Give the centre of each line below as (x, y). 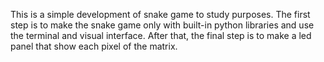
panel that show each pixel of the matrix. (94, 46)
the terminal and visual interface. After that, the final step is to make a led (161, 35)
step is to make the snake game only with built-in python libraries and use (162, 25)
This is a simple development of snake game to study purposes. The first (160, 14)
